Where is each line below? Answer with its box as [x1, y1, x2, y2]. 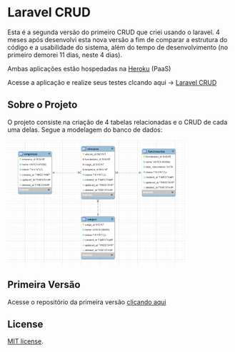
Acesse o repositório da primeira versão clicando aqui [7, 297, 166, 306]
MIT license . [7, 337, 44, 346]
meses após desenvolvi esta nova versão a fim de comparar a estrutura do [7, 35, 228, 43]
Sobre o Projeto [7, 99, 78, 111]
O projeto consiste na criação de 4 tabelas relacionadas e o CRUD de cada [7, 118, 228, 126]
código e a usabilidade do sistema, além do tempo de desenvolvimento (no [7, 43, 229, 51]
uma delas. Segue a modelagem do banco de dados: [7, 125, 163, 134]
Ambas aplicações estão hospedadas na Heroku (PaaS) [7, 64, 171, 73]
